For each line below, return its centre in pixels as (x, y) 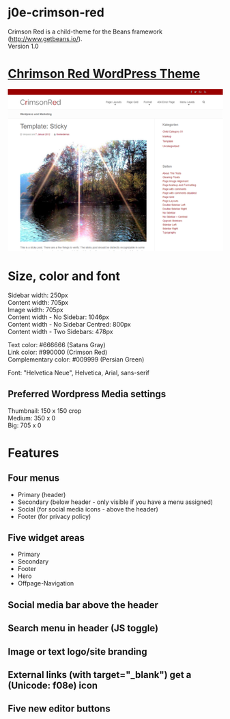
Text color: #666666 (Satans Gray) (57, 344)
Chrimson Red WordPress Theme (104, 74)
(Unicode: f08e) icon (53, 685)
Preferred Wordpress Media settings (87, 394)
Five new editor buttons (59, 709)
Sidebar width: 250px (38, 295)
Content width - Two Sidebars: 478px (60, 331)
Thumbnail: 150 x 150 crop (45, 411)
